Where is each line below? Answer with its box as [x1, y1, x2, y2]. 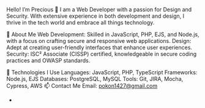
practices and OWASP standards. [6, 57, 91, 64]
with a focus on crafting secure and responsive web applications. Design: [6, 37, 192, 44]
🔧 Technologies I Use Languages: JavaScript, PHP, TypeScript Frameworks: [6, 69, 198, 76]
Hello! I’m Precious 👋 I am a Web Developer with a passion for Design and [6, 6, 192, 13]
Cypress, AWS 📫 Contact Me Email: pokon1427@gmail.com [6, 82, 158, 89]
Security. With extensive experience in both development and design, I [6, 12, 185, 20]
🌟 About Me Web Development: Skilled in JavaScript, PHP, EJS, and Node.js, [6, 31, 199, 38]
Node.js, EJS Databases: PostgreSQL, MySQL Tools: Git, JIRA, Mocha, [6, 75, 184, 82]
